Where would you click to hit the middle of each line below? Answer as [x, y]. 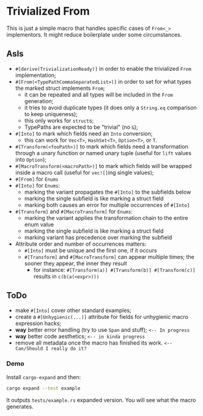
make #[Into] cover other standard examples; [73, 310]
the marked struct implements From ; [60, 88]
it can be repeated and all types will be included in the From [98, 94]
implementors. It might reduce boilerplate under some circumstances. [94, 34]
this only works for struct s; [59, 120]
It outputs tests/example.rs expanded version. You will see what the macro [101, 400]
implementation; [35, 75]
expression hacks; [38, 323]
